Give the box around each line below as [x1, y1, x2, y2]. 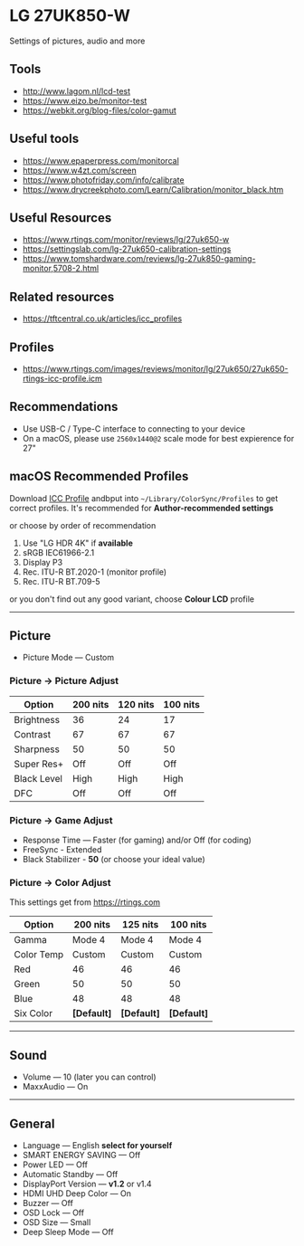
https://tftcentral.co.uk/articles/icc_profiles [22, 313, 183, 324]
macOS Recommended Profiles [9, 469, 189, 484]
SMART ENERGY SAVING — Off [22, 1149, 141, 1160]
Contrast [14, 728, 52, 740]
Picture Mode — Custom [22, 652, 115, 663]
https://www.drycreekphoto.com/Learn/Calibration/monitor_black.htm [22, 184, 284, 195]
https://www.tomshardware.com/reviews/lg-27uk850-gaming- [22, 253, 256, 264]
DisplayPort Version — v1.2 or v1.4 [22, 1178, 152, 1189]
